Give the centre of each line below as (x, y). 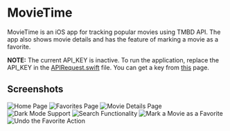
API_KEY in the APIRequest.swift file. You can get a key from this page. (108, 67)
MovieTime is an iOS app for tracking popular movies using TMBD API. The (114, 32)
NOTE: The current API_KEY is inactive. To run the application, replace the (113, 60)
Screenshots (35, 89)
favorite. (19, 46)
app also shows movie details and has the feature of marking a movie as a (113, 39)
